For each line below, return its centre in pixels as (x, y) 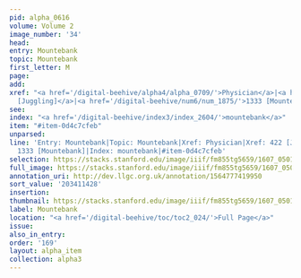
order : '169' (34, 243)
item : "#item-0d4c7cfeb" (56, 126)
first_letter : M (39, 68)
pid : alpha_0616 (39, 17)
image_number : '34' (46, 34)
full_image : (31, 168)
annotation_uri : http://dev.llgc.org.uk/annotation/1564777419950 (136, 176)
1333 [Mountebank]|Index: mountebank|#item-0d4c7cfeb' (122, 151)
